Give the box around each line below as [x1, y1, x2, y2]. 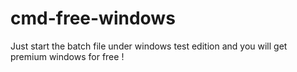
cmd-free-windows [10, 7, 176, 30]
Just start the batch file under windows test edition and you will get [10, 40, 288, 52]
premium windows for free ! [10, 50, 125, 62]
